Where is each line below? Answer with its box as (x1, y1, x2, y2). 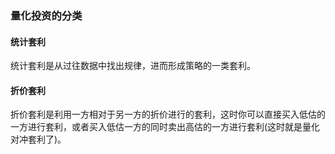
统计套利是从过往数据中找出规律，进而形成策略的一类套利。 (10, 60, 256, 72)
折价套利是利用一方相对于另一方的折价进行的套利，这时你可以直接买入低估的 (10, 108, 326, 121)
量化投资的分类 (10, 8, 83, 22)
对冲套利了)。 (10, 133, 67, 146)
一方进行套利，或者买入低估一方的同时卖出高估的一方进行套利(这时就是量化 (10, 121, 321, 133)
